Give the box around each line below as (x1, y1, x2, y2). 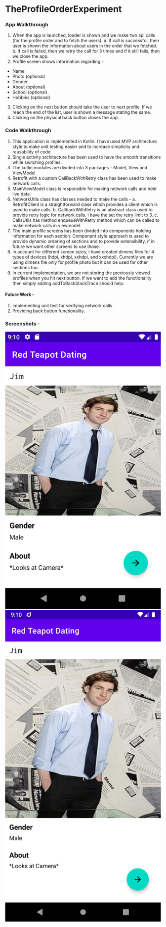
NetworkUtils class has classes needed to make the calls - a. (12, 196, 136, 202)
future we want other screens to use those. (12, 244, 100, 249)
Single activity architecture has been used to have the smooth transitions (12, 154, 161, 160)
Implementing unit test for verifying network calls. (12, 302, 114, 308)
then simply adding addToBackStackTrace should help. (12, 280, 124, 286)
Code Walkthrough (5, 127, 51, 134)
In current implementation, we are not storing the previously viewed (12, 270, 150, 276)
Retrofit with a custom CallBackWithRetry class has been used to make (12, 175, 157, 181)
